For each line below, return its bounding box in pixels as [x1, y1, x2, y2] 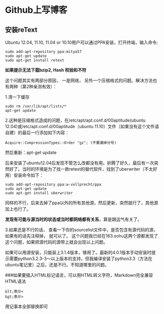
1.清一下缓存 [5, 94, 30, 100]
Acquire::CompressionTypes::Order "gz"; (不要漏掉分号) [5, 140, 117, 145]
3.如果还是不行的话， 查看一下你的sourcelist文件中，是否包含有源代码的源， [5, 227, 158, 233]
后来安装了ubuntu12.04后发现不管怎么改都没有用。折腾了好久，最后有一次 [5, 160, 155, 166]
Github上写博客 [5, 4, 67, 16]
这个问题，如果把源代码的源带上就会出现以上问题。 [5, 239, 108, 245]
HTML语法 [5, 278, 26, 284]
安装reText [5, 26, 38, 34]
